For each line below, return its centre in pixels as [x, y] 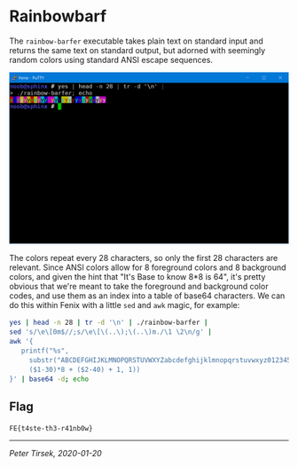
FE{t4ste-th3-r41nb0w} [51, 429]
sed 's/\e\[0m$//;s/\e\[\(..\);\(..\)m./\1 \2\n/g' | [111, 332]
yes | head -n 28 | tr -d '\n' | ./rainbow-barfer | [109, 323]
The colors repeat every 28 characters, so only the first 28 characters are [144, 258]
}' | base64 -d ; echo [49, 379]
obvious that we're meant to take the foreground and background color [139, 287]
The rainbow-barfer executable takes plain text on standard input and [136, 41]
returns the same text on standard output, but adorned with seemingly [137, 50]
